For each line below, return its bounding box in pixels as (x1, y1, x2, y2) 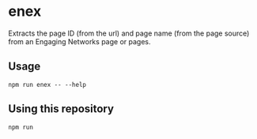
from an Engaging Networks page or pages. (8, 36, 151, 46)
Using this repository (8, 102, 115, 116)
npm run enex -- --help (8, 81, 87, 88)
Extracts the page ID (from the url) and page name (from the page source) (8, 28, 250, 38)
